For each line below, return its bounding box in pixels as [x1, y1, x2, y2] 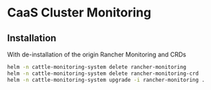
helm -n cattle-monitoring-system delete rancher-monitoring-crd [7, 70, 199, 77]
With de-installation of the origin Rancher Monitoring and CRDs [7, 50, 187, 58]
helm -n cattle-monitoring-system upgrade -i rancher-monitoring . [7, 76, 205, 83]
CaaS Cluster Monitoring [7, 5, 152, 21]
